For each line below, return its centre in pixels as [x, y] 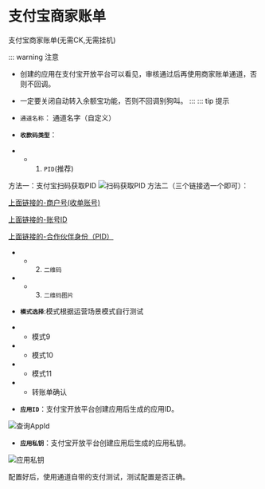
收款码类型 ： [38, 134]
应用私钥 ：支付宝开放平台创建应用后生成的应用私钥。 [105, 443]
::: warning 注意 [34, 57]
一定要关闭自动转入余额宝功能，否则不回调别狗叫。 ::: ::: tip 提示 [125, 101]
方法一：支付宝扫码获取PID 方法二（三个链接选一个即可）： [129, 185]
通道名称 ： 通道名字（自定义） [68, 117]
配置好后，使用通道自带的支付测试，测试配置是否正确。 [99, 476]
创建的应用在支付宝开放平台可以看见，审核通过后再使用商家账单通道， [135, 73]
